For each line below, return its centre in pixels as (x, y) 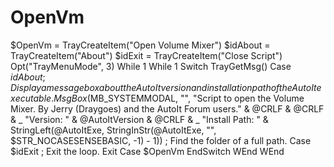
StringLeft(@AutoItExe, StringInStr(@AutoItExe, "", (113, 130)
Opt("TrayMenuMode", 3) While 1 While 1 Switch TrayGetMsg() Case (151, 66)
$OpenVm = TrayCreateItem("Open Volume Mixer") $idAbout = (140, 45)
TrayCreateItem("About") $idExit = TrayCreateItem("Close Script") (146, 55)
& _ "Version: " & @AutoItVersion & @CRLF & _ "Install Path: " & (139, 119)
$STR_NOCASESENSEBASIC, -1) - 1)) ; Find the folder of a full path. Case (161, 140)
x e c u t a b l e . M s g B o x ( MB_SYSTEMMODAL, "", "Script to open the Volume (157, 98)
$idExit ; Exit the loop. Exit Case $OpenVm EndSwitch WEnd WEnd (147, 151)
